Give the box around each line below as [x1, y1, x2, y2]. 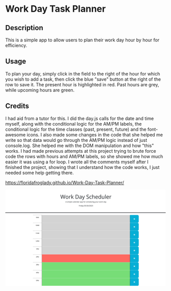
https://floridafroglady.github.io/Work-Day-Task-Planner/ [5, 179, 125, 185]
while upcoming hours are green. [5, 87, 75, 93]
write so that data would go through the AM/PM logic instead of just [5, 137, 148, 143]
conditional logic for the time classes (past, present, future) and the [5, 126, 147, 132]
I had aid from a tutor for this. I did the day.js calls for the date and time [5, 115, 154, 122]
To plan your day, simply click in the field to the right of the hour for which [5, 70, 160, 77]
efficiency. [5, 42, 27, 48]
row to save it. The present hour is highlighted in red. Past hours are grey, [5, 81, 159, 87]
